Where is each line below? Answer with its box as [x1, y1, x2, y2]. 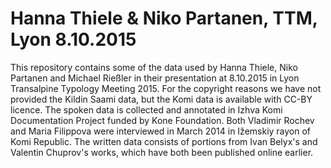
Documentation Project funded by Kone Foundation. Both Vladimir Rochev [10, 114, 315, 126]
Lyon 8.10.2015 [10, 28, 137, 51]
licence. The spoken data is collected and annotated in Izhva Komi [10, 103, 283, 116]
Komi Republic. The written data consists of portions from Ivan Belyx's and [10, 135, 318, 147]
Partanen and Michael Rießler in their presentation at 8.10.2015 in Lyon [10, 72, 300, 84]
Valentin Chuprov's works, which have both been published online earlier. [10, 146, 314, 158]
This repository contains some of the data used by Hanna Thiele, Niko [10, 61, 298, 73]
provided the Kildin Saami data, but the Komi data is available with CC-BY [10, 93, 313, 105]
